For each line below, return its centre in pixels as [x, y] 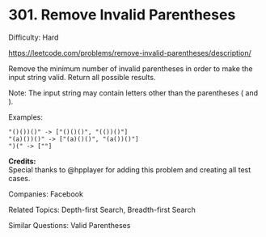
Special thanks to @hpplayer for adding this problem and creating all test [130, 169]
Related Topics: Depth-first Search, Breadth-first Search [102, 209]
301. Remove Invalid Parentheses [122, 15]
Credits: [22, 161]
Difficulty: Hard [34, 37]
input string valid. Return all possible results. [82, 77]
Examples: [25, 117]
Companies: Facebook [46, 194]
